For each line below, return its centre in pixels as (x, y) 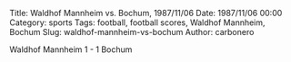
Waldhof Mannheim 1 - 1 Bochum (71, 49)
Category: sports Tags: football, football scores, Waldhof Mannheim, (137, 22)
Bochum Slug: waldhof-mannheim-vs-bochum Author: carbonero (132, 32)
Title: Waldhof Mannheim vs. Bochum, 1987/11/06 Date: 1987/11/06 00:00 (146, 13)
